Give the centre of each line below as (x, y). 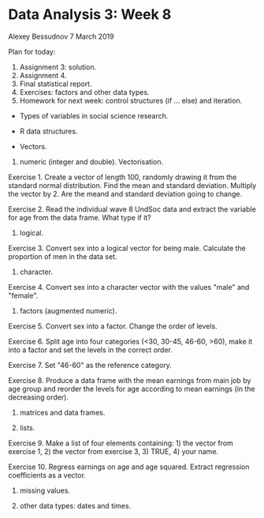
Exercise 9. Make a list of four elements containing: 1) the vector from (121, 443)
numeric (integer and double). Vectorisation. (91, 161)
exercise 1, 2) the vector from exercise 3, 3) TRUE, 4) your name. (113, 451)
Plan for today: (32, 51)
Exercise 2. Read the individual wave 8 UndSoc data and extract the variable (132, 209)
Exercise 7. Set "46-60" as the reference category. (90, 365)
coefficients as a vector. (47, 475)
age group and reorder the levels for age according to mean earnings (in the (132, 388)
